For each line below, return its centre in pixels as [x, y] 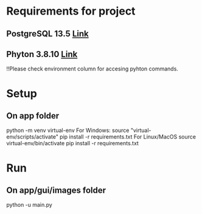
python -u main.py [30, 205]
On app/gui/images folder [56, 190]
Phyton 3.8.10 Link [42, 54]
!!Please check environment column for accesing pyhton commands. [92, 69]
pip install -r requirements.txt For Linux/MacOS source [128, 137]
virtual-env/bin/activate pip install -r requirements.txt [72, 143]
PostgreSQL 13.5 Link [48, 34]
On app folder [33, 116]
